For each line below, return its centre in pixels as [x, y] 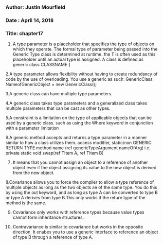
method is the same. [26, 203]
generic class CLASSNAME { [41, 65]
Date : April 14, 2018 [30, 20]
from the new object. [34, 173]
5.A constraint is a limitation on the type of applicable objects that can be [79, 118]
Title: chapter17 [24, 33]
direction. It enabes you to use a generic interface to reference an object [85, 232]
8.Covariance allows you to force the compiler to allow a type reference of [80, 182]
